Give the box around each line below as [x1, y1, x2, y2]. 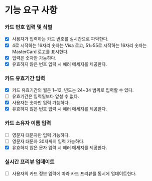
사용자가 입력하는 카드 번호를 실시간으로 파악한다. [12, 36, 109, 42]
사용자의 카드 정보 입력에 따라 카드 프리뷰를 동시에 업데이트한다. [12, 170, 136, 176]
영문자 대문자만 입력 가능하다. [12, 132, 70, 138]
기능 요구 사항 [5, 4, 58, 16]
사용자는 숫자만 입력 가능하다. [12, 99, 70, 105]
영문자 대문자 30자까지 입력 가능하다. [12, 138, 85, 144]
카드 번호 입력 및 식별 [5, 23, 52, 30]
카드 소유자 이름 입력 [5, 119, 51, 126]
